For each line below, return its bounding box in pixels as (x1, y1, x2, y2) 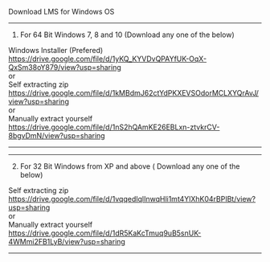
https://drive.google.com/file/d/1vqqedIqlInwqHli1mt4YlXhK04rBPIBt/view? (8, 194, 256, 203)
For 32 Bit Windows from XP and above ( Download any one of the (19, 162, 240, 171)
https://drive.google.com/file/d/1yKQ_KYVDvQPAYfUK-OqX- (8, 54, 207, 63)
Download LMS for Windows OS (8, 7, 115, 16)
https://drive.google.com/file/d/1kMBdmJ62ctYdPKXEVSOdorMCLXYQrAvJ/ (8, 88, 260, 97)
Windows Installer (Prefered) (8, 46, 104, 55)
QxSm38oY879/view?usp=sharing (8, 63, 122, 72)
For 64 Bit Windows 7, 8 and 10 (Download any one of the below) (19, 30, 235, 39)
